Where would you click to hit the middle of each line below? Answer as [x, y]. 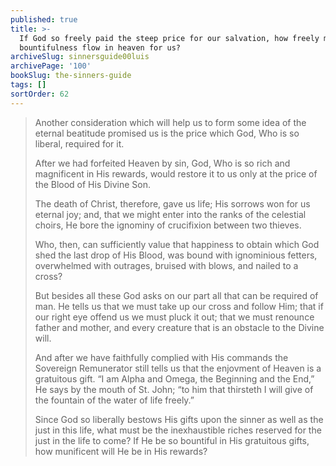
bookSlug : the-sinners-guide [71, 76]
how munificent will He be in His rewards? [121, 451]
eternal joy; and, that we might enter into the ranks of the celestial [170, 214]
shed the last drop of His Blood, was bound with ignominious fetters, [176, 255]
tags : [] [28, 85]
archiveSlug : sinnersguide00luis [80, 57]
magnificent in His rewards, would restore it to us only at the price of [176, 173]
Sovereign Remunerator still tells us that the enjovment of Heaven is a [178, 368]
